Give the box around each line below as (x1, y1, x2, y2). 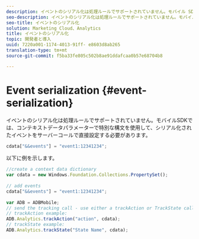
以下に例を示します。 (6, 155, 58, 162)
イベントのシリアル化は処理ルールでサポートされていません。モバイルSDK (6, 116, 188, 123)
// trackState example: (6, 222, 65, 228)
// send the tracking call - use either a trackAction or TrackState (6, 205, 182, 211)
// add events (6, 183, 41, 189)
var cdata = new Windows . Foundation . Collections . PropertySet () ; (6, 172, 168, 178)
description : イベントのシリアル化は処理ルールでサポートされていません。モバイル (6, 8, 186, 15)
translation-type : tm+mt (6, 47, 68, 53)
